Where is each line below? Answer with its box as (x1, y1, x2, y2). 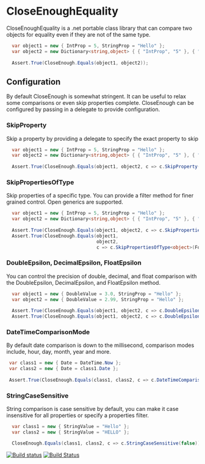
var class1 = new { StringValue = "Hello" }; (12, 424, 130, 430)
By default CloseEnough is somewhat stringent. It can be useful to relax (6, 93, 186, 100)
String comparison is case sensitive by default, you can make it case (6, 405, 179, 413)
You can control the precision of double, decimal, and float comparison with (6, 273, 197, 280)
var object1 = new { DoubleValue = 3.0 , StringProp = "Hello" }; (12, 291, 182, 297)
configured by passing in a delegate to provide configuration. (6, 105, 160, 113)
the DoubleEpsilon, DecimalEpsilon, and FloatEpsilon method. (6, 279, 160, 286)
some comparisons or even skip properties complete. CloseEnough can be (6, 99, 194, 107)
